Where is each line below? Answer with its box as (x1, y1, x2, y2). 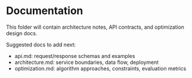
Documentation (6, 4, 84, 18)
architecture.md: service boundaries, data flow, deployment (14, 59, 159, 66)
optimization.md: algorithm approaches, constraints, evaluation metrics (14, 65, 186, 72)
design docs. (6, 29, 37, 36)
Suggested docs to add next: (6, 41, 76, 48)
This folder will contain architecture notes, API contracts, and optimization (6, 23, 184, 30)
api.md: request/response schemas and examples (14, 52, 136, 59)
